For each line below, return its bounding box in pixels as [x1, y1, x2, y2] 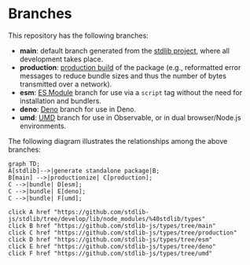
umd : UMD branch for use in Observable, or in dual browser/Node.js [19, 112, 241, 122]
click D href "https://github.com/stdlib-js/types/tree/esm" [8, 235, 213, 244]
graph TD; [8, 160, 41, 167]
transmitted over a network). [19, 79, 112, 89]
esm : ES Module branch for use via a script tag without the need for [19, 87, 242, 97]
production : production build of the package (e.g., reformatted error [19, 62, 241, 72]
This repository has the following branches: [8, 31, 149, 40]
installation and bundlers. [19, 96, 102, 105]
